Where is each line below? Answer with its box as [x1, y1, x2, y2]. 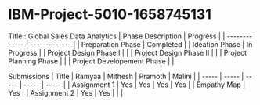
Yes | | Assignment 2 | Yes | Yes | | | [8, 88, 124, 97]
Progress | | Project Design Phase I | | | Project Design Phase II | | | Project [8, 48, 247, 57]
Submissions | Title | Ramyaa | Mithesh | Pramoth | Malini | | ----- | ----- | [8, 71, 244, 81]
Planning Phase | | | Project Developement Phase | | [8, 56, 175, 66]
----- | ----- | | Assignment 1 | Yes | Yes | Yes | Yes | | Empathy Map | [23, 80, 246, 89]
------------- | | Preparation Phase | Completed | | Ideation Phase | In [30, 39, 253, 49]
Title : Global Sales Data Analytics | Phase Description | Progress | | [8, 31, 226, 41]
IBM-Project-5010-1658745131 [8, 5, 211, 24]
